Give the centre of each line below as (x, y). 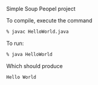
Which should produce (34, 66)
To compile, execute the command (49, 20)
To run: (15, 43)
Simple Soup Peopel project (41, 9)
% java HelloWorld (29, 54)
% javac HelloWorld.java (38, 32)
